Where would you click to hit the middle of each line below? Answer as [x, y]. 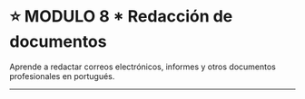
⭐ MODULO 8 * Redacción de [121, 17]
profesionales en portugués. [62, 76]
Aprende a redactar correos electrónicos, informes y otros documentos [143, 67]
